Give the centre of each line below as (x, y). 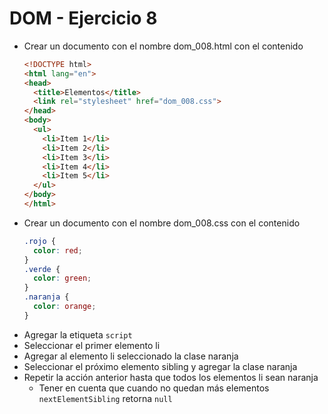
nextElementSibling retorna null (105, 398)
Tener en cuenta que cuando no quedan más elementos (154, 388)
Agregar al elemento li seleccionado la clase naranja (131, 356)
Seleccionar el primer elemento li (92, 345)
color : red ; (58, 250)
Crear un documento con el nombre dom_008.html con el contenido (163, 46)
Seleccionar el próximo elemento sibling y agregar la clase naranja (160, 366)
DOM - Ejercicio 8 (83, 18)
